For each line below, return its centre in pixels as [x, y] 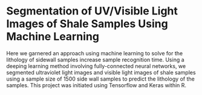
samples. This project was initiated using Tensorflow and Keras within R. [96, 85]
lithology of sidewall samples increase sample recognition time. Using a [95, 60]
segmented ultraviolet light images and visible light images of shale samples [101, 72]
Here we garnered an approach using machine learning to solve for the [95, 53]
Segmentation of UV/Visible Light [92, 11]
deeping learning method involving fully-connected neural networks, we [96, 66]
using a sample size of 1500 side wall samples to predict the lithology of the [100, 79]
